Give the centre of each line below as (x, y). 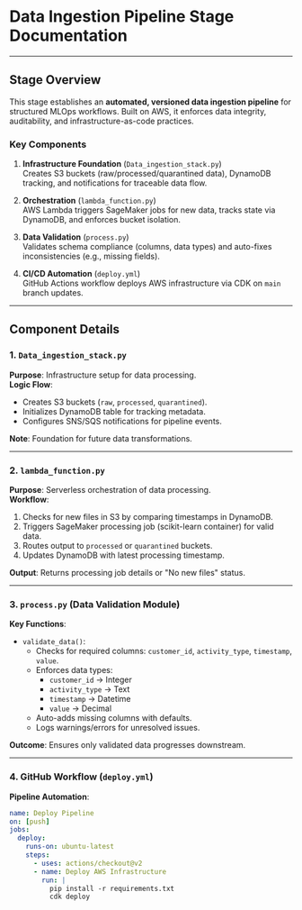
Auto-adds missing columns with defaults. (114, 718)
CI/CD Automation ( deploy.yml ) (81, 274)
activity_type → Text (89, 689)
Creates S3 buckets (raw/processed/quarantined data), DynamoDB (147, 174)
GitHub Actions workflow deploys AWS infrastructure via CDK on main (151, 283)
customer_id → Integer (91, 680)
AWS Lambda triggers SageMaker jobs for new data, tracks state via (149, 210)
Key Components (48, 144)
